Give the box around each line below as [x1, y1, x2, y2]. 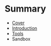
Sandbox [11, 36, 30, 42]
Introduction [11, 25, 37, 31]
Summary [4, 3, 46, 15]
